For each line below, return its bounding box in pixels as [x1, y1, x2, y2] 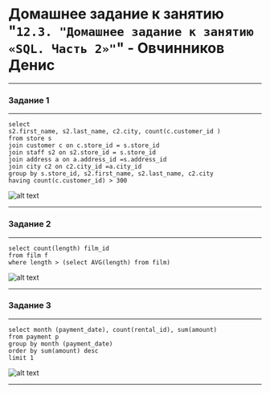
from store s [8, 134, 52, 143]
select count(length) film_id [8, 244, 110, 252]
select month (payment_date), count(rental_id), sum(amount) [8, 325, 218, 334]
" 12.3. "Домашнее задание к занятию [8, 22, 255, 40]
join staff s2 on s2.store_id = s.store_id [8, 149, 157, 157]
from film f [8, 251, 48, 260]
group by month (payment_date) [8, 339, 113, 348]
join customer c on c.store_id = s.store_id [8, 141, 160, 149]
